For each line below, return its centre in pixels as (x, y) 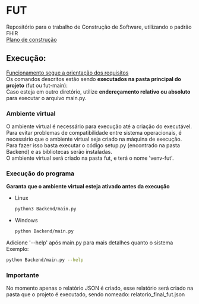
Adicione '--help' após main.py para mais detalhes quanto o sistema (90, 243)
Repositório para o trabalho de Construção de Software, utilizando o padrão (99, 27)
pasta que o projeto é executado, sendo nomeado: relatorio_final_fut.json (96, 294)
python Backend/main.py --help (45, 260)
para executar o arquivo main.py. (46, 98)
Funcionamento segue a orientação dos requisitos (67, 73)
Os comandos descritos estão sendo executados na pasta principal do (94, 79)
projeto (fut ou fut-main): (37, 85)
